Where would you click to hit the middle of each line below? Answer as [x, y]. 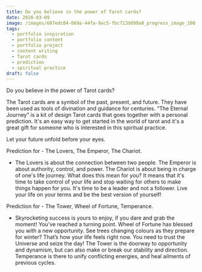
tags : [13, 29]
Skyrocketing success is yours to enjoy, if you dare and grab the [95, 218]
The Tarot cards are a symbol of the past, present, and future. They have [96, 102]
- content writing [35, 51]
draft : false [23, 73]
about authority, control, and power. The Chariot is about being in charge [106, 169]
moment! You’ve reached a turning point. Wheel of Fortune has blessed [104, 224]
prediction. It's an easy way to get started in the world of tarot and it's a [95, 122]
